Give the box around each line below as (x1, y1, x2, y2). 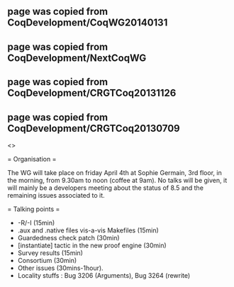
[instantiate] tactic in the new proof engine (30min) (17, 241, 167, 249)
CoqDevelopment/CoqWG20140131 (7, 17, 168, 29)
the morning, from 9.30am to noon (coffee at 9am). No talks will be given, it (7, 176, 228, 184)
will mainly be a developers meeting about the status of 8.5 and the (7, 184, 204, 192)
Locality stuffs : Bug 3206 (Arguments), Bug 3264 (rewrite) (17, 271, 191, 279)
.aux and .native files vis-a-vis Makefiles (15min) (17, 226, 160, 235)
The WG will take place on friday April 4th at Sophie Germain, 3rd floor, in (7, 168, 222, 176)
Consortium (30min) (17, 256, 77, 264)
